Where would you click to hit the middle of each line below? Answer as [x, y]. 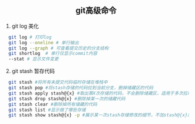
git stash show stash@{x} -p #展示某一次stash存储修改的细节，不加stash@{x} [98, 115]
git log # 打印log [30, 37]
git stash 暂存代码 [33, 71]
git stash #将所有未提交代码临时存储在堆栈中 [58, 82]
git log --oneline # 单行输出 [44, 43]
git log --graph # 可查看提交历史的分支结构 [59, 48]
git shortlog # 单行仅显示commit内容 [53, 54]
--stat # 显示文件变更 [34, 59]
